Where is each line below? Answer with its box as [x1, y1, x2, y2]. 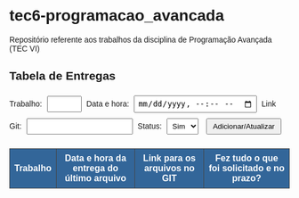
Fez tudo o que [214, 153, 279, 164]
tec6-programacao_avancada [9, 6, 224, 25]
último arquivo [64, 173, 127, 184]
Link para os [142, 153, 196, 164]
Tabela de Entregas [9, 69, 117, 83]
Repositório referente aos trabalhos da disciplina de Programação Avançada [9, 34, 273, 45]
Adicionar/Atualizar [212, 122, 276, 131]
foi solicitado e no [208, 163, 285, 174]
